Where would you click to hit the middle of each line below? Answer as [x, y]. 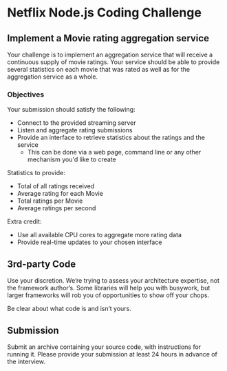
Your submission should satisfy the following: [71, 110]
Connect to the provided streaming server [76, 123]
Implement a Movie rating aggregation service [108, 38]
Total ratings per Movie [50, 201]
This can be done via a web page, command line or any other [114, 152]
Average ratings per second [56, 208]
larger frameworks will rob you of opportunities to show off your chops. [108, 295]
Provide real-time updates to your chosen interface [89, 242]
